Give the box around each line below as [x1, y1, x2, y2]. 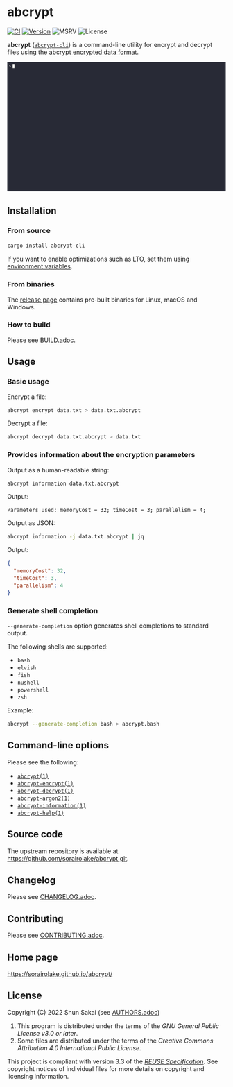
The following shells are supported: [7, 642, 108, 651]
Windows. [7, 302, 36, 311]
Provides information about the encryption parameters [7, 450, 196, 460]
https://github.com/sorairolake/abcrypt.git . [7, 854, 130, 862]
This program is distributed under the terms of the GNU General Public [17, 1021, 220, 1030]
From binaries [7, 280, 55, 289]
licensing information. [7, 1072, 69, 1080]
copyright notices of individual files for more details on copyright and [7, 1064, 205, 1072]
